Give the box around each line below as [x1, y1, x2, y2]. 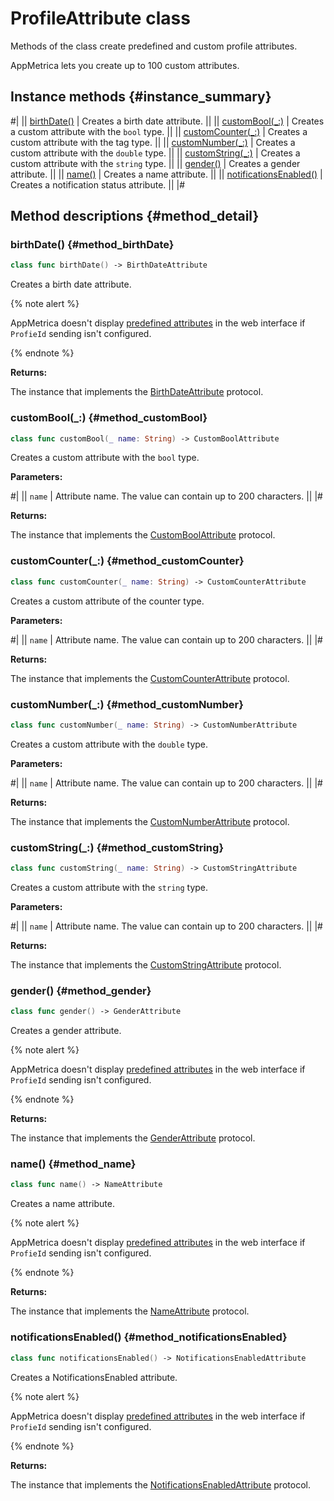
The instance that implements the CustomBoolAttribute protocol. [10, 529, 276, 541]
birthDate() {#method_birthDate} [10, 238, 175, 252]
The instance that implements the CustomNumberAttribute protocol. [10, 815, 290, 827]
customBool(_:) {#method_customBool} [10, 411, 208, 425]
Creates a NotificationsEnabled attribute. [10, 1371, 178, 1383]
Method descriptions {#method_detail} [10, 208, 260, 225]
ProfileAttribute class [10, 7, 191, 30]
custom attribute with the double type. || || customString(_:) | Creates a [10, 147, 301, 159]
